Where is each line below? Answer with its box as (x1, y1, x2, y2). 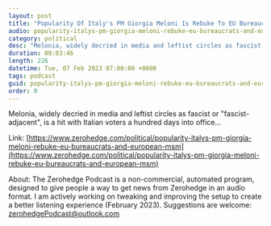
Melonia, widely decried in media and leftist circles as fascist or (8, 109, 219, 119)
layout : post (8, 11, 52, 20)
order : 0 (8, 86, 38, 95)
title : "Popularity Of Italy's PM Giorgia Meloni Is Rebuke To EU (8, 19, 236, 27)
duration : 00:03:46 (8, 49, 74, 57)
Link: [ (8, 133, 30, 143)
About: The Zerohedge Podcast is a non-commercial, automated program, (8, 174, 255, 184)
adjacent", (8, 118, 43, 128)
